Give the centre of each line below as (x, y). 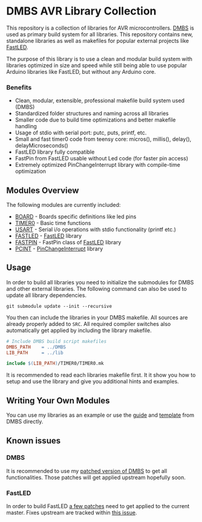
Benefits (19, 87)
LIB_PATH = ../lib (35, 353)
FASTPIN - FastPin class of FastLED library (68, 243)
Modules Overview (43, 190)
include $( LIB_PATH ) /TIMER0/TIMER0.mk (55, 364)
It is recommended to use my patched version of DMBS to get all (87, 471)
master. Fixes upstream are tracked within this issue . (72, 513)
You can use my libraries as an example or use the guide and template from (100, 415)
